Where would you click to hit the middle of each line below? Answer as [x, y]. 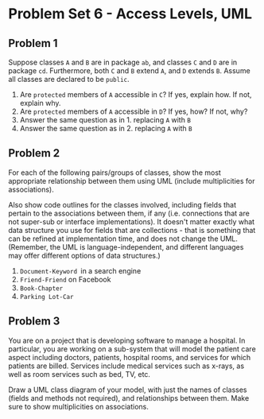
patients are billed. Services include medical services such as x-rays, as [126, 366]
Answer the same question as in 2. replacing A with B [106, 128]
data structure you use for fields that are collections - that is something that [132, 230]
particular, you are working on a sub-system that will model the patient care [132, 349]
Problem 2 [34, 153]
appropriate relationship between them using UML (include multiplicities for [132, 180]
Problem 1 [33, 43]
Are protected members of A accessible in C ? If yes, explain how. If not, [136, 95]
